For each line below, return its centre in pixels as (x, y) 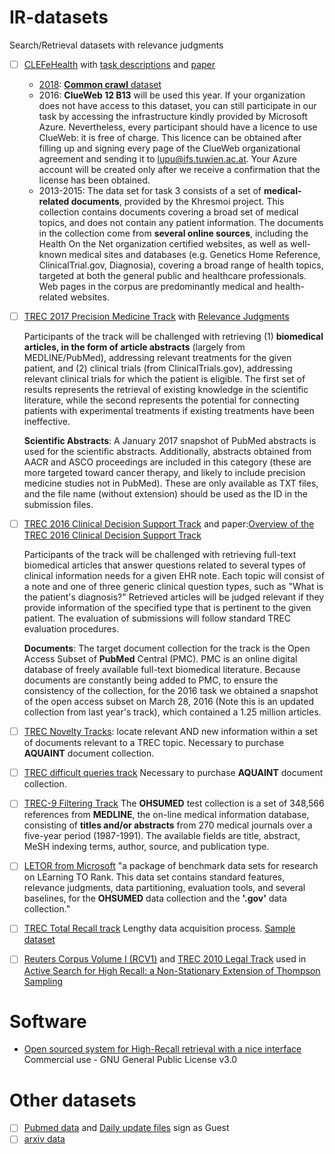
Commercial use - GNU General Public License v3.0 (130, 1060)
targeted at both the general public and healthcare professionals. (172, 275)
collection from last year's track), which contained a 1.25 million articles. (172, 712)
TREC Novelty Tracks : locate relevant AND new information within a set (170, 732)
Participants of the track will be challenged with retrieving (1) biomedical (173, 337)
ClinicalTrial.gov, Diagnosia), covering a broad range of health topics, (181, 265)
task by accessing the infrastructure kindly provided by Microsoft (173, 116)
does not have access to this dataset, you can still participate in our (177, 105)
